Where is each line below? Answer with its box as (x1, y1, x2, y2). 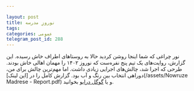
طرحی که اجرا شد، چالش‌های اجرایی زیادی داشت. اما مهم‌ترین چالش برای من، (6, 65, 183, 72)
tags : (6, 25, 20, 31)
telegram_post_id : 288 (6, 37, 63, 43)
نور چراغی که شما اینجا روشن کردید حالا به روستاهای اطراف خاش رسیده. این (6, 53, 180, 60)
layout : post (6, 14, 39, 20)
